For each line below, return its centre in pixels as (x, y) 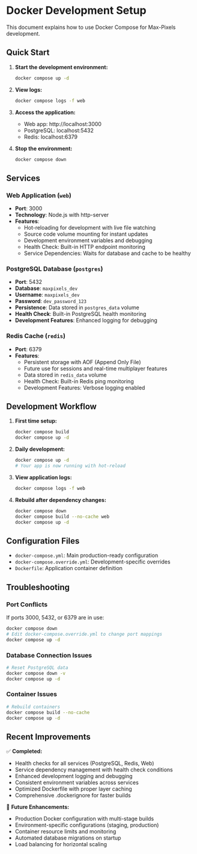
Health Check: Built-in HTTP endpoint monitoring (84, 247)
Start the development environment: (61, 67)
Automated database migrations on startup (68, 838)
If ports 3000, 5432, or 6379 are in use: (55, 617)
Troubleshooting (38, 587)
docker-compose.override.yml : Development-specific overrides (92, 562)
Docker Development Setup (76, 11)
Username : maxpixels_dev (47, 295)
